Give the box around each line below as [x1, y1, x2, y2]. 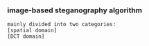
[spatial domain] [7, 27, 58, 34]
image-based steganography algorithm [7, 5, 143, 15]
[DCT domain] [7, 33, 45, 40]
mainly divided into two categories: [7, 21, 116, 28]
